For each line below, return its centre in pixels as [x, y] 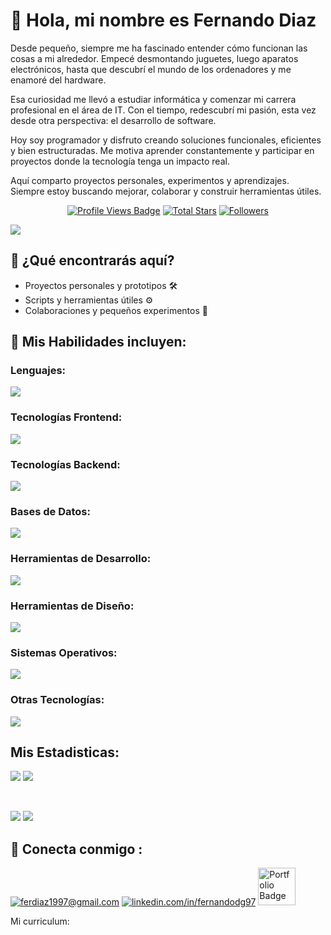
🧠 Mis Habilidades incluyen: [98, 342]
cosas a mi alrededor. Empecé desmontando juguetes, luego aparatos [154, 58]
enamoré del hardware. [58, 80]
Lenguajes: [38, 371]
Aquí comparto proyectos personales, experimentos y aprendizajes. [150, 180]
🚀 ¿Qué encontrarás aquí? [92, 260]
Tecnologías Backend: [65, 464]
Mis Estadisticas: [65, 752]
